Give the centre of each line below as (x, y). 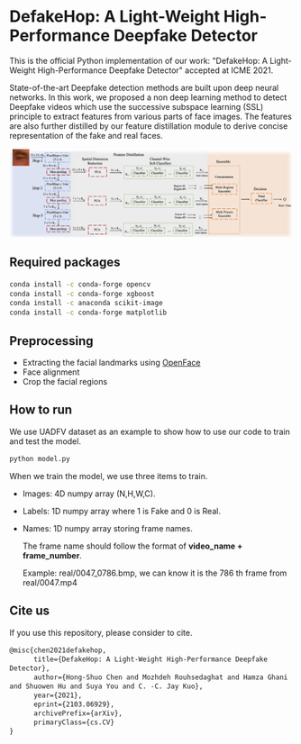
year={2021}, (58, 695)
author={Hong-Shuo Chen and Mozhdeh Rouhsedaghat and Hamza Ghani (160, 677)
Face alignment (51, 372)
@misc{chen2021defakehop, (58, 650)
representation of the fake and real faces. (87, 135)
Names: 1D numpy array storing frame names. (108, 528)
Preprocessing (51, 341)
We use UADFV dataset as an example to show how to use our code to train (150, 431)
